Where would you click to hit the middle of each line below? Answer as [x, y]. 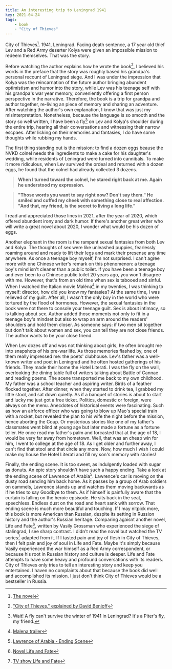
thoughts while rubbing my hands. [41, 138]
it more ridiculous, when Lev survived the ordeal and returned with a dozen [84, 164]
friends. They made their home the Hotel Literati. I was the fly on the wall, [83, 367]
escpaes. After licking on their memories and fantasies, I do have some [80, 133]
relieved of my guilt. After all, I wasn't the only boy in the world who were [82, 297]
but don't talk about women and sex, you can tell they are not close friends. [85, 330]
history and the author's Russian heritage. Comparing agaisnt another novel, [86, 520]
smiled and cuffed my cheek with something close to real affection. [91, 200]
